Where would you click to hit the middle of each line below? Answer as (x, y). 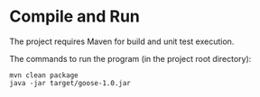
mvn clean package (44, 75)
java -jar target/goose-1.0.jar (70, 83)
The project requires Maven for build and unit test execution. (122, 41)
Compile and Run (74, 17)
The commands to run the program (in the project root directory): (130, 58)
